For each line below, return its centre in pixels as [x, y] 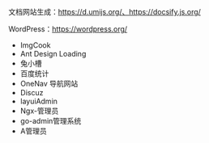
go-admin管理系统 [51, 121]
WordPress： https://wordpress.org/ [68, 29]
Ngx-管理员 [39, 111]
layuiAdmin [39, 101]
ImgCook [35, 45]
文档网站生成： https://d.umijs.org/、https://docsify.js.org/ [104, 12]
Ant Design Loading [53, 54]
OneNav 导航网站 [49, 84]
